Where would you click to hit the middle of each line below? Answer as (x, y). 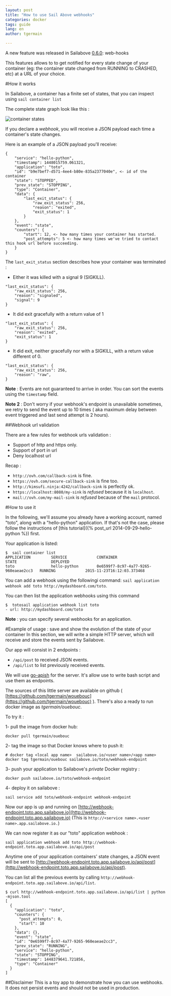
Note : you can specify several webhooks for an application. (68, 619)
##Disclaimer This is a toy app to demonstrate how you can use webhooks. (84, 982)
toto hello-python (42, 566)
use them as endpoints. (30, 680)
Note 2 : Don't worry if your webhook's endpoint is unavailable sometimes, (84, 404)
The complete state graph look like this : (47, 109)
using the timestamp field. (32, 394)
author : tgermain (24, 34)
